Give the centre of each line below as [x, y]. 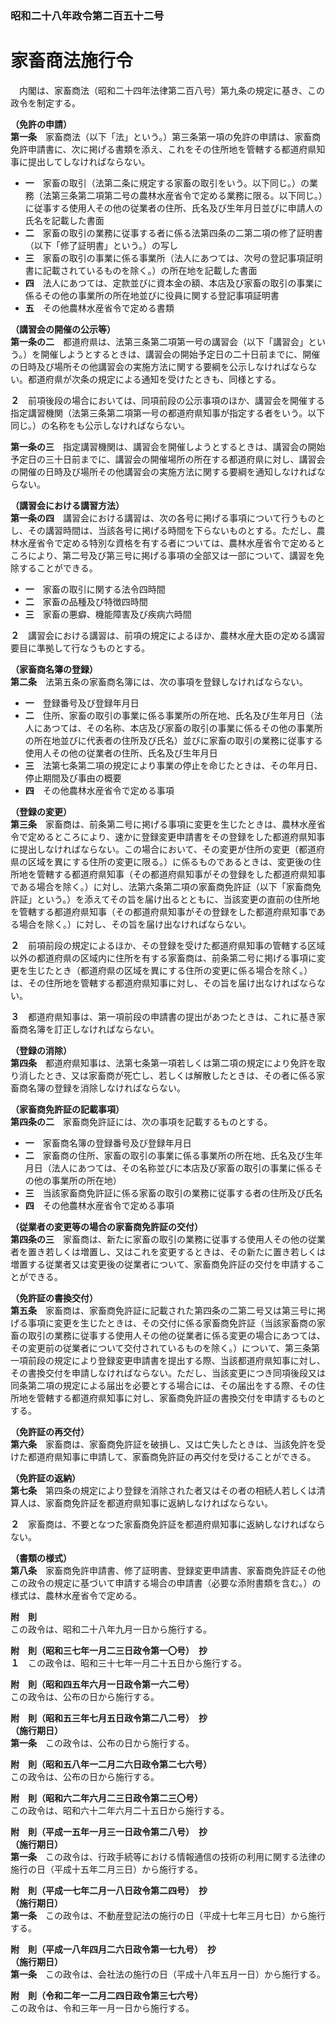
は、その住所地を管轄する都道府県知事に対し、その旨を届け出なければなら [163, 983]
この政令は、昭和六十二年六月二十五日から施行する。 [120, 1810]
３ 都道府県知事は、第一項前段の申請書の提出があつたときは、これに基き [163, 1016]
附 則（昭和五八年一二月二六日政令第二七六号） [111, 1764]
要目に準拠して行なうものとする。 [80, 648]
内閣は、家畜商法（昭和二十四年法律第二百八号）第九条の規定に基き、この [172, 90]
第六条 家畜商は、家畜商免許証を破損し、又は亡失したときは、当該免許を [163, 1444]
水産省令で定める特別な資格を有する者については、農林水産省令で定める [167, 543]
